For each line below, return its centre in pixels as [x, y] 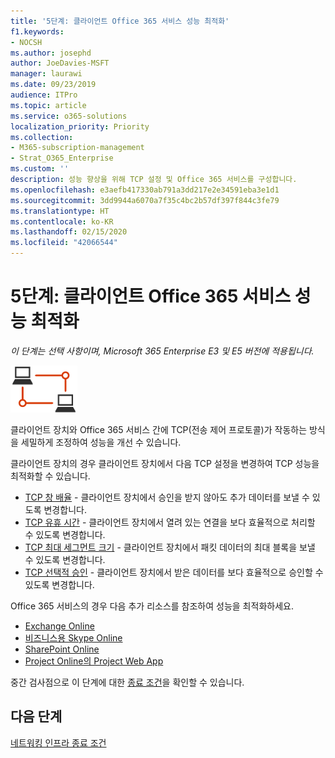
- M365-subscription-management [77, 148]
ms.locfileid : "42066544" [64, 243]
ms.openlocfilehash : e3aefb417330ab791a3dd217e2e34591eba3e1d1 [145, 190]
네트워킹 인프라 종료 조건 [58, 742]
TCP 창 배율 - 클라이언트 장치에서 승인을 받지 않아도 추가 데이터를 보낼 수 [167, 497]
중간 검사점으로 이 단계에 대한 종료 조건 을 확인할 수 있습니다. [127, 682]
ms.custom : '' [40, 169]
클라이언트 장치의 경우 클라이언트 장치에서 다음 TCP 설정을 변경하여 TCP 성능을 [165, 463]
